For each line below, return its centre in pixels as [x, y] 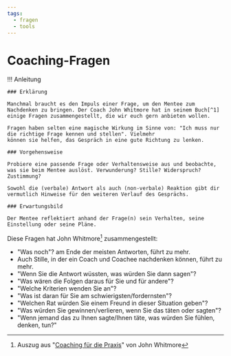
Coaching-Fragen [59, 60]
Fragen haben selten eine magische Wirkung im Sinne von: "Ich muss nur [113, 128]
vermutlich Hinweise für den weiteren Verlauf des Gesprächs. [98, 195]
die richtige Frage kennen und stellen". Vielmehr [81, 134]
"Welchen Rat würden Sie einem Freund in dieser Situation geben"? [112, 303]
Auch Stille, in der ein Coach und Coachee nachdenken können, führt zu [119, 259]
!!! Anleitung [24, 79]
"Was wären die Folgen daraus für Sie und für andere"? [95, 281]
